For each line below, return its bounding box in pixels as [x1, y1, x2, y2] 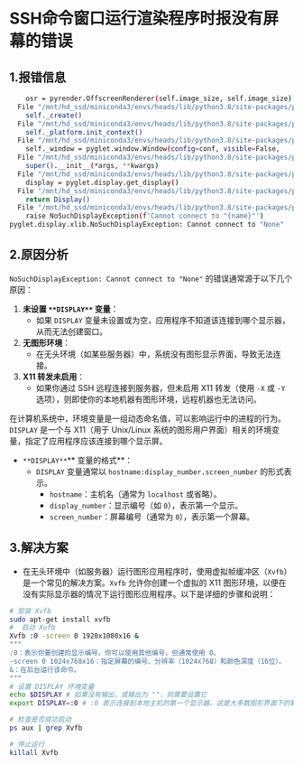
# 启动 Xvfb [9, 623, 56, 632]
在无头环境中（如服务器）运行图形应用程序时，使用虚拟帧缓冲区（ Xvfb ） [22, 565, 292, 576]
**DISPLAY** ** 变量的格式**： [22, 454, 133, 465]
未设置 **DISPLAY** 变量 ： [22, 303, 119, 314]
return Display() [25, 195, 91, 204]
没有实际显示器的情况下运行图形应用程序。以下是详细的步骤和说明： [22, 588, 276, 599]
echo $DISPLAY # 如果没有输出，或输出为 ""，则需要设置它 [9, 690, 207, 700]
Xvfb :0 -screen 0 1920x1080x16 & [9, 631, 140, 641]
